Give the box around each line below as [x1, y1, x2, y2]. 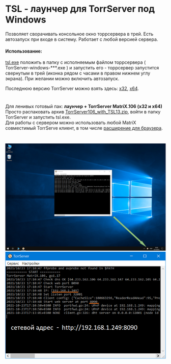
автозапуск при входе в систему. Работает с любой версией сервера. [5, 36, 158, 42]
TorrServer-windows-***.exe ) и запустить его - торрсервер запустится [5, 65, 159, 71]
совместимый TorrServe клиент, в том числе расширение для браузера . [5, 125, 163, 131]
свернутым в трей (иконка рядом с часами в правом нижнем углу [5, 70, 151, 77]
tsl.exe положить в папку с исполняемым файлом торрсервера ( [5, 59, 146, 65]
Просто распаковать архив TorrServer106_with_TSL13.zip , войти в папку [5, 109, 161, 115]
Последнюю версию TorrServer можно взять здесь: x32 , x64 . [5, 85, 139, 92]
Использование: [5, 48, 42, 54]
